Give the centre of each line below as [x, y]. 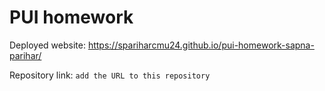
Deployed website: [47, 45]
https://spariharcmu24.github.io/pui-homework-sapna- [201, 45]
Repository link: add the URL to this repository [110, 75]
